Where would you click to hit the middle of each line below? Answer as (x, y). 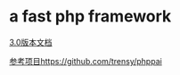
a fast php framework (90, 17)
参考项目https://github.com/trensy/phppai (86, 61)
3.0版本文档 (31, 42)
